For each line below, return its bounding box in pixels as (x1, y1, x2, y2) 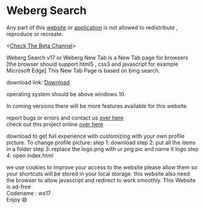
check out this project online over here (6, 120, 104, 128)
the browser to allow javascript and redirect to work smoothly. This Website (6, 176, 196, 183)
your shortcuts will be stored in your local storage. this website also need (6, 170, 190, 177)
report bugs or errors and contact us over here (6, 114, 124, 121)
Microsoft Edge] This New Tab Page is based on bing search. (6, 66, 160, 74)
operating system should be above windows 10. (6, 90, 126, 97)
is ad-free (6, 183, 32, 190)
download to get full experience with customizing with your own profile (6, 132, 185, 140)
